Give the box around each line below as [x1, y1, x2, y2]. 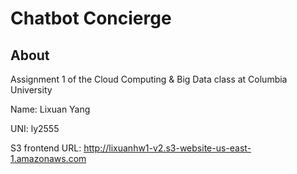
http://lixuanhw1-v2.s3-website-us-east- [83, 142, 252, 154]
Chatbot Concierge [10, 7, 172, 30]
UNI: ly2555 [10, 123, 60, 134]
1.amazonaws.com [10, 153, 87, 164]
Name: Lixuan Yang [10, 103, 91, 115]
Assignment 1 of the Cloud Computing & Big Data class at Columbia [10, 73, 288, 85]
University [10, 84, 53, 96]
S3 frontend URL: [10, 142, 82, 154]
